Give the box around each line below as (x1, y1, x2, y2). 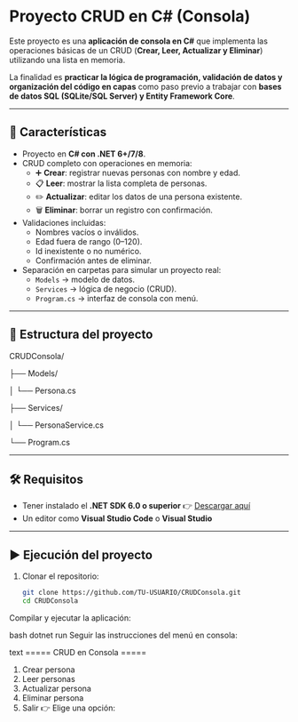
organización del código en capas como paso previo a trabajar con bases (9, 81, 282, 92)
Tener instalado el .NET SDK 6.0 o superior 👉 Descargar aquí (21, 501, 251, 511)
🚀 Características (9, 124, 107, 140)
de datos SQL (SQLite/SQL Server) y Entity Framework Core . (9, 91, 235, 101)
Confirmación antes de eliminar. (35, 255, 153, 266)
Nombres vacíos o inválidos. (35, 227, 139, 237)
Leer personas (21, 673, 75, 684)
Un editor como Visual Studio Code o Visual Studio (21, 513, 213, 524)
